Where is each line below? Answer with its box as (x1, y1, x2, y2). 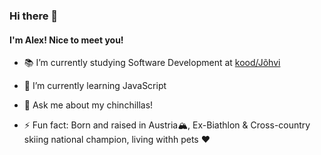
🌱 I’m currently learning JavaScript (23, 80, 167, 92)
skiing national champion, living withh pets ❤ (23, 134, 211, 146)
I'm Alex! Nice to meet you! (9, 34, 124, 46)
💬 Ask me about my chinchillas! (23, 99, 154, 111)
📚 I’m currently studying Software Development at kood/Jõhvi (23, 57, 281, 69)
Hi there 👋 (9, 9, 59, 23)
